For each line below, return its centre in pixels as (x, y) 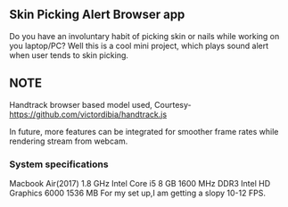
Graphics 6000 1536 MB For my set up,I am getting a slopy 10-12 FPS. (137, 193)
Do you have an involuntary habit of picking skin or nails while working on (144, 36)
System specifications (59, 164)
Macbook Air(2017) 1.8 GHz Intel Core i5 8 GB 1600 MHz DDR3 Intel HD (140, 183)
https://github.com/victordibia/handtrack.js (88, 114)
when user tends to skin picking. (69, 55)
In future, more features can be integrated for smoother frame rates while (144, 131)
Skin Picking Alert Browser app (97, 15)
